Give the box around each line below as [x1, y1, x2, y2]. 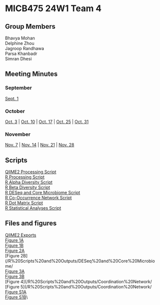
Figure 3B [5, 273, 25, 279]
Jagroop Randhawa [5, 46, 44, 51]
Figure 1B [5, 242, 24, 248]
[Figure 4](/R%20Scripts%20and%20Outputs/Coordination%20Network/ [5, 278, 152, 285]
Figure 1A [5, 237, 24, 243]
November [5, 131, 31, 138]
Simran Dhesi [5, 56, 32, 61]
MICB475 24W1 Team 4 [5, 3, 102, 14]
